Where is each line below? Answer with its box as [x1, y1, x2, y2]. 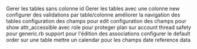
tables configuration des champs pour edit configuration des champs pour [6, 18, 186, 24]
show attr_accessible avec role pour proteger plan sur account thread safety [6, 24, 192, 31]
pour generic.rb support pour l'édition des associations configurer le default [6, 30, 191, 37]
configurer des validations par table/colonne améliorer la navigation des [6, 11, 181, 18]
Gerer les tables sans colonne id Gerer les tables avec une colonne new [6, 5, 180, 12]
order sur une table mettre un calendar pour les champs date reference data [6, 37, 191, 43]
